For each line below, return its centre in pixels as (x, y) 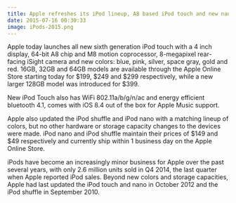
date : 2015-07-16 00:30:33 (47, 20)
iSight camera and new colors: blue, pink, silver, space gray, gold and (127, 62)
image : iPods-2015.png (40, 27)
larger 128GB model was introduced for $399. (73, 84)
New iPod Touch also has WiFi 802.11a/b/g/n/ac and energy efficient (106, 98)
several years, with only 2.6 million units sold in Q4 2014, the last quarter (112, 170)
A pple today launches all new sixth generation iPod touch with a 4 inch (110, 47)
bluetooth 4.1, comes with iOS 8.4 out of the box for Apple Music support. (113, 105)
